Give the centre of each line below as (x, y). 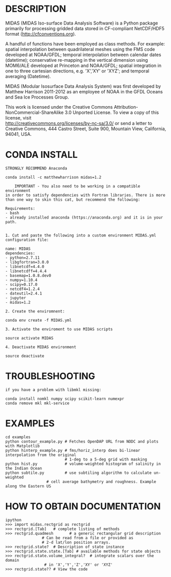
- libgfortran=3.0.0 (27, 262)
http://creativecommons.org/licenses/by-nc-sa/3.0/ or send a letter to (79, 123)
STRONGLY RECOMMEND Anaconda (36, 168)
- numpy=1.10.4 (21, 280)
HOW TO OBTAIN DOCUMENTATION (83, 506)
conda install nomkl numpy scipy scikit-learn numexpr (65, 399)
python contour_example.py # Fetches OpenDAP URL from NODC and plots (82, 441)
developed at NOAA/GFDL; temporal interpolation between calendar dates (83, 55)
